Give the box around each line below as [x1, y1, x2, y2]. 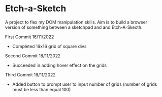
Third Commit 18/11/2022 [5, 72, 56, 77]
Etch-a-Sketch [5, 3, 66, 14]
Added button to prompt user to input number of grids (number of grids [12, 81, 158, 87]
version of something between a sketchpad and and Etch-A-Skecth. [5, 24, 143, 30]
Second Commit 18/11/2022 [5, 52, 61, 59]
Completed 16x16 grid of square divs [12, 43, 87, 49]
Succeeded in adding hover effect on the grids [12, 62, 107, 68]
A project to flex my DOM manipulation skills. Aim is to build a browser [5, 19, 148, 25]
